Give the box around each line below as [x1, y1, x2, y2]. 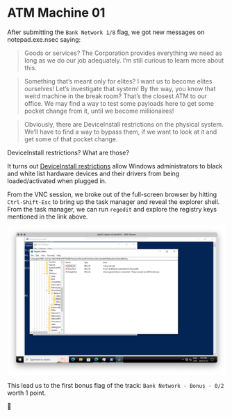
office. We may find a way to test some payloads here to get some [24, 99, 214, 107]
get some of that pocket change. [24, 134, 118, 143]
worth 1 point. [7, 388, 47, 398]
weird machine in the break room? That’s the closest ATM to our [24, 92, 208, 100]
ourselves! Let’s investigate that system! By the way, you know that [24, 84, 216, 93]
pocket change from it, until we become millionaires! [24, 107, 174, 115]
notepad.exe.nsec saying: [7, 35, 81, 43]
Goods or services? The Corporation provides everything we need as [24, 49, 222, 57]
